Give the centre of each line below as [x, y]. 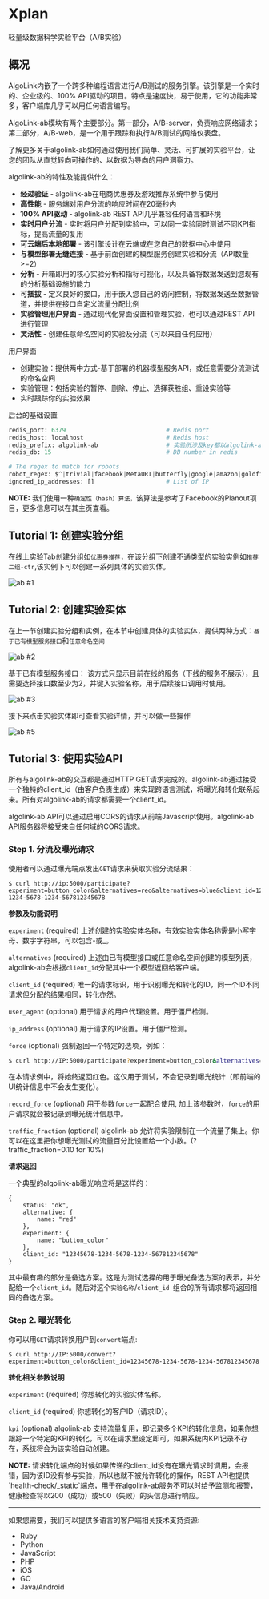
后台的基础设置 [33, 415]
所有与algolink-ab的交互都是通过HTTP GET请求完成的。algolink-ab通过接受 [132, 779]
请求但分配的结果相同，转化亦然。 [64, 994]
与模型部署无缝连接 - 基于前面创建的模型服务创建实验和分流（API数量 [134, 254]
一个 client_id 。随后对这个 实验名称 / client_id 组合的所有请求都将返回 [136, 1288]
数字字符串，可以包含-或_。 [68, 940]
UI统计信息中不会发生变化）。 [56, 1087]
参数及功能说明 [33, 913]
